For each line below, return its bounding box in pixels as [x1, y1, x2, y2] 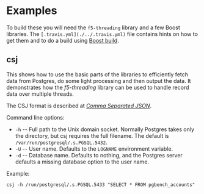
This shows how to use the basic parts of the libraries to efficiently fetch [6, 71, 188, 78]
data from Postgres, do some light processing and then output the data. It [6, 77, 191, 84]
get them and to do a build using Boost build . [6, 37, 119, 44]
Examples [6, 4, 57, 18]
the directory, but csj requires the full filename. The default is [15, 132, 169, 139]
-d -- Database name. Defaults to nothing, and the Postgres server [15, 151, 183, 159]
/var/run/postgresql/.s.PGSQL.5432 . [15, 138, 108, 146]
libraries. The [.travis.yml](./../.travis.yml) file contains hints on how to [6, 30, 199, 37]
